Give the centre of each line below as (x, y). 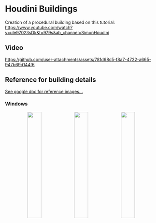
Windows (16, 104)
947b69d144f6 (20, 64)
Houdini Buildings (41, 9)
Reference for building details (51, 80)
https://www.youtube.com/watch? (39, 27)
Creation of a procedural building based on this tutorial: (60, 22)
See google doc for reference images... (44, 91)
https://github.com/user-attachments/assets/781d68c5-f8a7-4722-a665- (78, 59)
